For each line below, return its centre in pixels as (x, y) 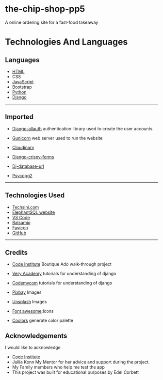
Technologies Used (35, 196)
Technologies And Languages (66, 42)
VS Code (21, 217)
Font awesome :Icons (33, 311)
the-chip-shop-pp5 (45, 9)
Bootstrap (22, 87)
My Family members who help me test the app (58, 367)
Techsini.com (25, 207)
